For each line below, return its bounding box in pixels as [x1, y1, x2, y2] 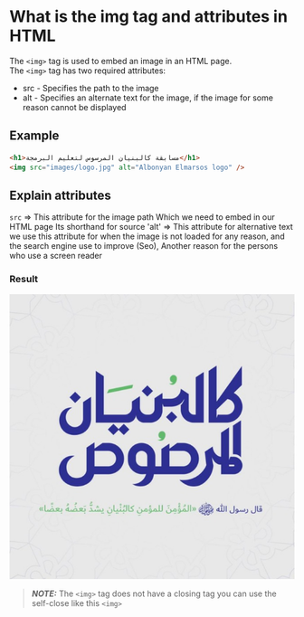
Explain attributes [9, 187, 111, 203]
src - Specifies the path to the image [22, 82, 160, 93]
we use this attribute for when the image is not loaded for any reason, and [9, 231, 285, 242]
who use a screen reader [9, 251, 102, 261]
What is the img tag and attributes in [9, 6, 288, 27]
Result [9, 273, 39, 286]
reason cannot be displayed [22, 101, 127, 112]
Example [9, 128, 60, 144]
